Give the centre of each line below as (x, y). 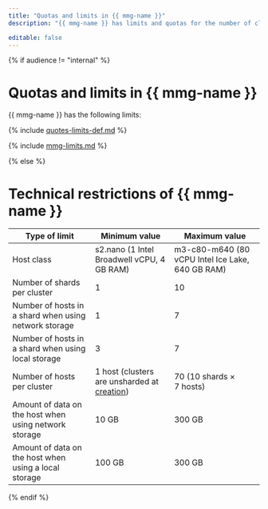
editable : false (35, 38)
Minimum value (131, 236)
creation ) (112, 391)
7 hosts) (190, 387)
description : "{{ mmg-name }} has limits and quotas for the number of (130, 23)
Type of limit (49, 236)
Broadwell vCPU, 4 (130, 259)
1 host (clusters (124, 371)
